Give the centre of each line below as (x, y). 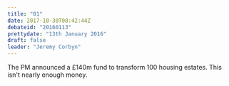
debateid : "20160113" (40, 27)
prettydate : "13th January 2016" (57, 34)
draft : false (27, 41)
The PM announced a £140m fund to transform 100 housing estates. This (115, 67)
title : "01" (25, 14)
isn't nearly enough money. (47, 75)
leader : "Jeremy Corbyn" (44, 47)
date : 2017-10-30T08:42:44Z (49, 21)
